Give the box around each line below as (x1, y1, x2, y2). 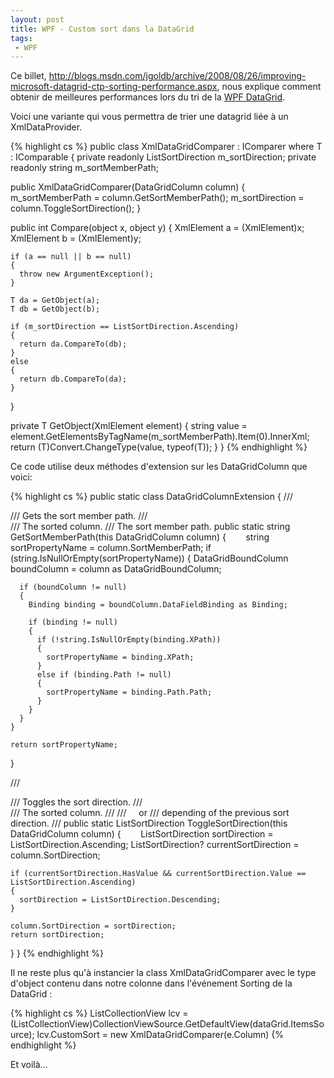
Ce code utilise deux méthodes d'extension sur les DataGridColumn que (10, 461, 308, 473)
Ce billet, (10, 70, 47, 82)
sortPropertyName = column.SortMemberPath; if (10, 542, 212, 554)
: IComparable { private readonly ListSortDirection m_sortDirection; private (10, 151, 317, 163)
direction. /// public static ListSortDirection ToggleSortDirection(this (10, 817, 288, 830)
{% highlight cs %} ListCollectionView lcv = (10, 1007, 189, 1020)
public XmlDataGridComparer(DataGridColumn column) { (10, 181, 246, 193)
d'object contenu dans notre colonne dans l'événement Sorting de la (10, 977, 293, 990)
